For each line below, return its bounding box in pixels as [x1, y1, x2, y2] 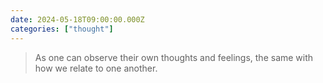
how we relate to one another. [34, 62, 158, 74]
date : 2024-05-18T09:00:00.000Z [10, 14, 145, 25]
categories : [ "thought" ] [10, 24, 114, 34]
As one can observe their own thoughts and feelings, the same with [34, 51, 314, 63]
